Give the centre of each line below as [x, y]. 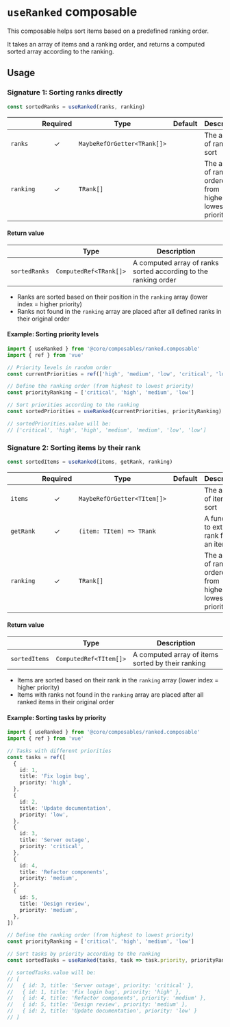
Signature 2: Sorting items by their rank [74, 447]
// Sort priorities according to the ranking [73, 405]
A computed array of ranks [176, 262]
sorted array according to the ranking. [61, 51]
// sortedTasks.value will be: [52, 973]
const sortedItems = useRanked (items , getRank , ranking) [90, 462]
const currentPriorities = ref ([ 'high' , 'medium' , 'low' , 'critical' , [110, 374]
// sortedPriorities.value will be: [59, 423]
